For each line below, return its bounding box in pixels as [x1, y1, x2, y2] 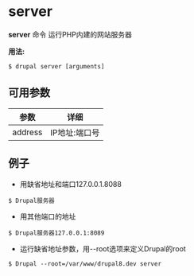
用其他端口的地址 [19, 212, 76, 221]
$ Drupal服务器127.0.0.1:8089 [8, 229, 105, 237]
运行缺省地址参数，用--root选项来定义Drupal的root [19, 243, 187, 253]
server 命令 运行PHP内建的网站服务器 [8, 29, 133, 39]
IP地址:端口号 [50, 126, 100, 138]
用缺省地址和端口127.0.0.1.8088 [19, 179, 122, 189]
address [12, 126, 43, 138]
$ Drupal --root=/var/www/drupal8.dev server [8, 259, 161, 268]
